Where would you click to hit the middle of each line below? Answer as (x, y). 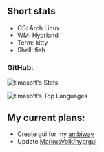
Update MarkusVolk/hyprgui (57, 141)
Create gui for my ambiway (55, 134)
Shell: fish (31, 50)
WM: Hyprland (38, 35)
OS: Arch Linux (38, 28)
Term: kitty (32, 42)
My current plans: (46, 117)
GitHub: (20, 67)
